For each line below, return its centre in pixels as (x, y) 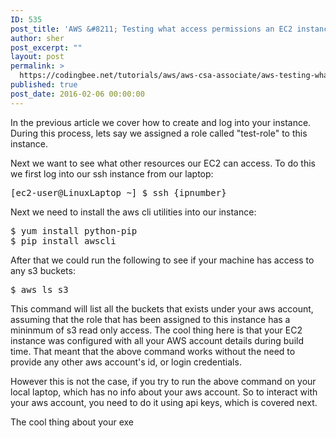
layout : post (37, 57)
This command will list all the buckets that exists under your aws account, (162, 308)
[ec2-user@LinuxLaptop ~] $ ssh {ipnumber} (118, 192)
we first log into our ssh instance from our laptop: (112, 173)
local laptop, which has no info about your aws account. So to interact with (164, 392)
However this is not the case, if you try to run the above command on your (163, 381)
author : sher (37, 38)
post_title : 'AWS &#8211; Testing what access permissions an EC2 (151, 29)
